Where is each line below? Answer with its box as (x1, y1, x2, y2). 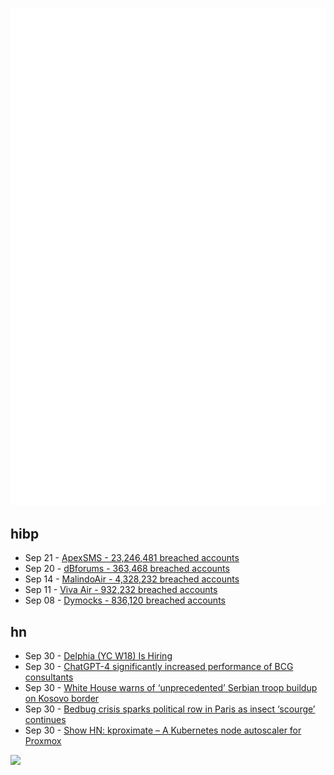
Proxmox (24, 735, 62, 747)
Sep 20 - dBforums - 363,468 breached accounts (24, 563, 230, 575)
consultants (24, 671, 74, 683)
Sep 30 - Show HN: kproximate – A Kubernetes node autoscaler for (24, 724, 302, 737)
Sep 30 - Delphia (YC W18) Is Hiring (24, 650, 173, 662)
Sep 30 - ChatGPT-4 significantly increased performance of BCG (24, 661, 294, 673)
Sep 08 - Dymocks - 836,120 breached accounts (24, 594, 226, 607)
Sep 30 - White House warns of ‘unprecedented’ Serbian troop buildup (24, 682, 318, 694)
